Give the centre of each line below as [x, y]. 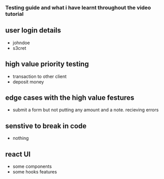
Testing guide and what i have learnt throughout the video [78, 8]
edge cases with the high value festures [70, 97]
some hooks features [35, 171]
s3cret [19, 48]
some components [32, 166]
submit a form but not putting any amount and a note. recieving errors [86, 110]
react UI [18, 154]
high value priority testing [47, 64]
